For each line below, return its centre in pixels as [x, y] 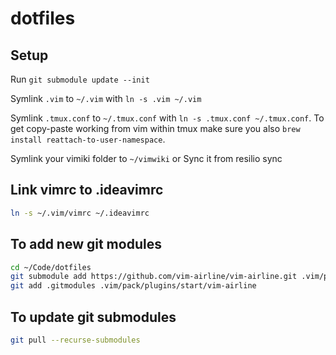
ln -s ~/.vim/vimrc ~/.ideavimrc [80, 213]
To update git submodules [93, 317]
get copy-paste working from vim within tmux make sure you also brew [155, 128]
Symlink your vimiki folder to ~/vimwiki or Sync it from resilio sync [146, 158]
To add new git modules [86, 244]
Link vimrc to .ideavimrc [87, 190]
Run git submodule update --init [80, 79]
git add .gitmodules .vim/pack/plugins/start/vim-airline [133, 286]
